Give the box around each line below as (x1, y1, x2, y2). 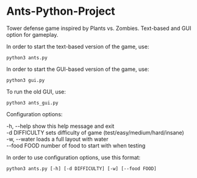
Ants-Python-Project (6, 4, 116, 18)
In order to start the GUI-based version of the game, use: (6, 65, 149, 73)
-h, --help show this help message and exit (6, 122, 115, 130)
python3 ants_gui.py (6, 100, 59, 106)
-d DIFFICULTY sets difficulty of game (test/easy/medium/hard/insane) (6, 128, 184, 136)
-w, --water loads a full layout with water (6, 135, 109, 143)
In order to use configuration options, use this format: (6, 154, 141, 161)
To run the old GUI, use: (6, 87, 66, 95)
